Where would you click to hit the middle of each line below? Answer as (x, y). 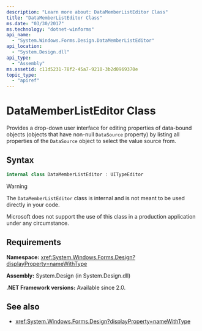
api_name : (19, 35)
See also (23, 307)
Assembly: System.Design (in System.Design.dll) (69, 275)
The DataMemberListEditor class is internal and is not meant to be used (96, 198)
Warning (17, 186)
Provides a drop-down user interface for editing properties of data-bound (99, 128)
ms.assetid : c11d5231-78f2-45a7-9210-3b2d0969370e (72, 69)
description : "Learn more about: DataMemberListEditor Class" (87, 12)
